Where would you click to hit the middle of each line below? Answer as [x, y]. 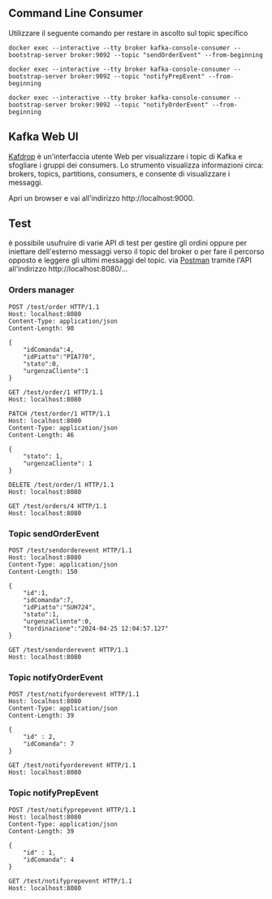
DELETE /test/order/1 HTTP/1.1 [61, 484]
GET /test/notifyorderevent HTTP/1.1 [72, 766]
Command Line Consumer [76, 13]
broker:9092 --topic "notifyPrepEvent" [138, 76]
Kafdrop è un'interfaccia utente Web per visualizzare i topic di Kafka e [125, 156]
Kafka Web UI [43, 137]
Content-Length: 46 [41, 435]
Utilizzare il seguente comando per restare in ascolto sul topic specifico [128, 33]
